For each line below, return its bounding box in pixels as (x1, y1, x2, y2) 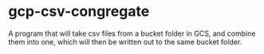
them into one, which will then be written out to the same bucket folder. (8, 37, 242, 46)
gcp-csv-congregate (8, 2, 150, 21)
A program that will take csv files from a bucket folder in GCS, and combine (8, 29, 256, 38)
